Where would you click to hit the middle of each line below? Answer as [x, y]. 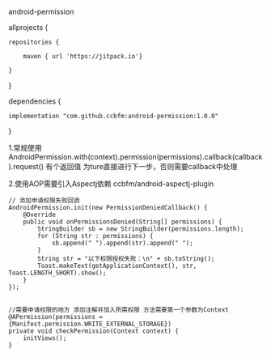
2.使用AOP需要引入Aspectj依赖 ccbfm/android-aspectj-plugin [111, 184]
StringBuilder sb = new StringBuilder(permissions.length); [141, 229]
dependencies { [35, 101]
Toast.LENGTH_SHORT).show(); [57, 273]
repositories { [34, 42]
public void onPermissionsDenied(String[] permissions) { [123, 222]
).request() [26, 166]
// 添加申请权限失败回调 [44, 201]
